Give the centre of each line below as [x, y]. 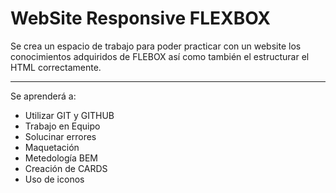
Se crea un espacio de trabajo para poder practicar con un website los [156, 46]
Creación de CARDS [66, 168]
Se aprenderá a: [43, 96]
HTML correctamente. [56, 67]
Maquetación [52, 147]
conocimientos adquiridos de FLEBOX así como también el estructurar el [160, 56]
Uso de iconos [54, 179]
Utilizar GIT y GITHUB [69, 115]
